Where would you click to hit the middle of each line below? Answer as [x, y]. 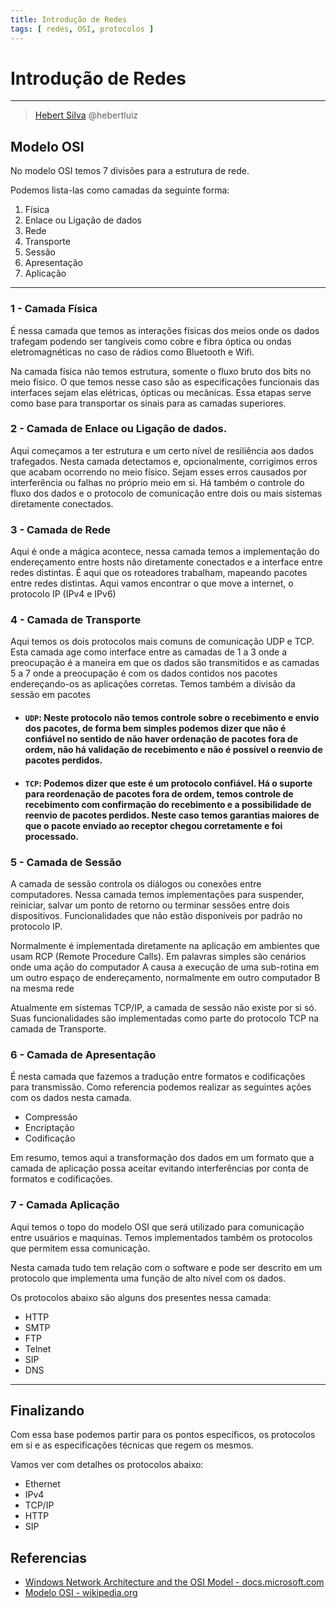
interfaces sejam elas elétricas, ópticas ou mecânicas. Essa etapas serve [161, 392]
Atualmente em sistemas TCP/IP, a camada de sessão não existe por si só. [163, 1007]
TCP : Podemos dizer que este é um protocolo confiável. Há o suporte [168, 783]
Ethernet [42, 1484]
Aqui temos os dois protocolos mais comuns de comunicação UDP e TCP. [162, 642]
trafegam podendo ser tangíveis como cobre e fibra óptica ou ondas [151, 341]
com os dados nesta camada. [71, 1098]
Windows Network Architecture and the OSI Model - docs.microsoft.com [174, 1582]
